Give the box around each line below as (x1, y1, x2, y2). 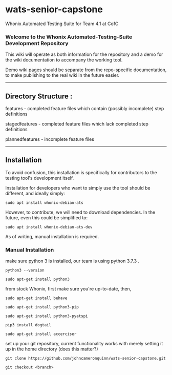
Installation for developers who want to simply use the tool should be (5, 184, 150, 191)
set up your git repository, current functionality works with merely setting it (5, 341, 163, 347)
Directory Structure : (5, 92, 73, 100)
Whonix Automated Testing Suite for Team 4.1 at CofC (5, 20, 119, 27)
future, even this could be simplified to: (5, 214, 88, 221)
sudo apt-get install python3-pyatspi (5, 314, 88, 319)
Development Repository (5, 39, 69, 47)
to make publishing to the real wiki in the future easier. (5, 72, 120, 78)
